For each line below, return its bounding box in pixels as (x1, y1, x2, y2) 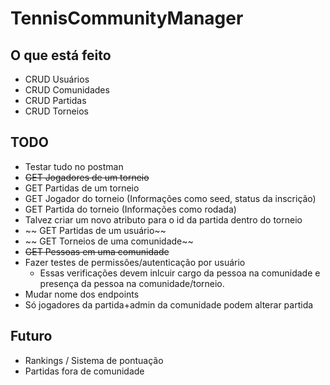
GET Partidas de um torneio (24, 182, 140, 194)
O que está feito (10, 47, 112, 64)
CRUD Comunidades (24, 84, 110, 96)
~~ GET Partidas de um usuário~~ (24, 224, 167, 236)
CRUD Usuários (24, 73, 90, 85)
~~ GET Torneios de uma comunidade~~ (24, 235, 194, 247)
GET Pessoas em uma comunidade (24, 245, 170, 257)
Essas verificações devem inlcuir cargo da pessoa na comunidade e (39, 267, 321, 279)
